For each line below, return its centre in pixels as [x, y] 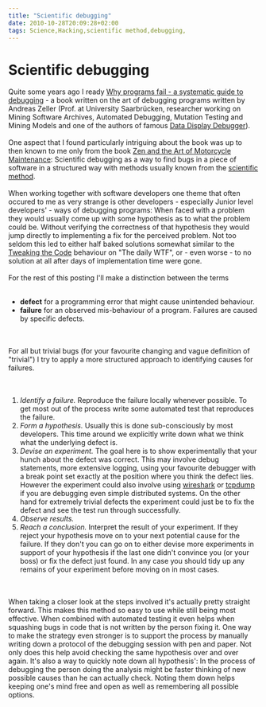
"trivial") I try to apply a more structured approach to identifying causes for [131, 360]
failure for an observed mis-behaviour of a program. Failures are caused [139, 311]
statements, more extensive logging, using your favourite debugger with [138, 468]
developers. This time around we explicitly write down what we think [132, 434]
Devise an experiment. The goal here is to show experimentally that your [138, 451]
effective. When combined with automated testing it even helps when [121, 619]
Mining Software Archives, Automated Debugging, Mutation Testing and [126, 117]
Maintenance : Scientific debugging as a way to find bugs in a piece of [122, 159]
